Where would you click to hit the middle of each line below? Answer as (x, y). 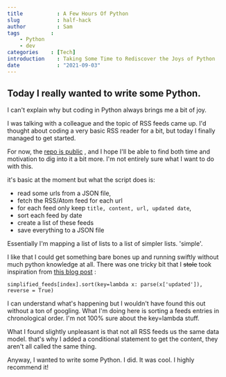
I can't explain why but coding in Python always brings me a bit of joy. (107, 110)
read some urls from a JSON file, (64, 193)
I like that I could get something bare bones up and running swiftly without (113, 257)
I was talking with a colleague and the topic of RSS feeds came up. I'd (107, 124)
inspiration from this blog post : (52, 272)
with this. (20, 167)
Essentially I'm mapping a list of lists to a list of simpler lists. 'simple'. (105, 244)
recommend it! (28, 367)
